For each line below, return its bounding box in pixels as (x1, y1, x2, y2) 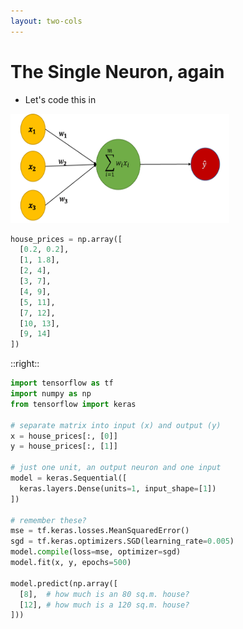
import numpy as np (10, 389, 92, 399)
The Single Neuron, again (10, 60, 225, 83)
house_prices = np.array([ (10, 234, 123, 244)
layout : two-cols (10, 16, 83, 26)
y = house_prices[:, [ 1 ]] (10, 441, 118, 452)
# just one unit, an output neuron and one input (10, 463, 222, 473)
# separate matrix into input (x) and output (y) (10, 420, 222, 430)
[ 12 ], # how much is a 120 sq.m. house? (19, 600, 190, 610)
